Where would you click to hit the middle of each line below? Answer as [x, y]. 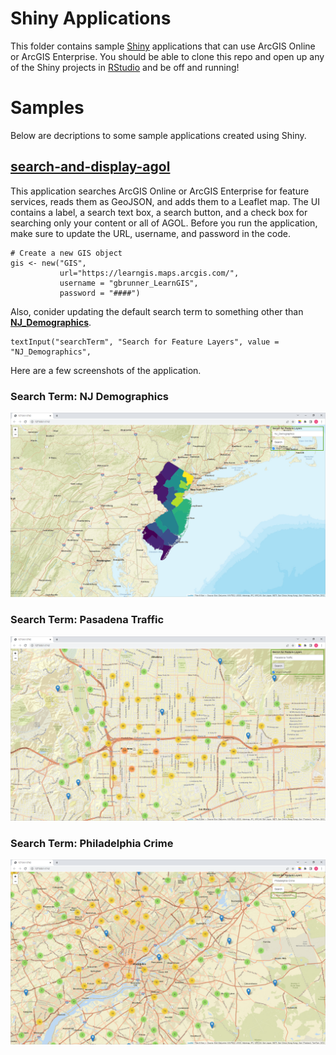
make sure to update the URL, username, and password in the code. [150, 233]
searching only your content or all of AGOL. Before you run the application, [164, 223]
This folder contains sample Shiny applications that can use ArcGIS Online [163, 46]
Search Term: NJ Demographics [89, 396]
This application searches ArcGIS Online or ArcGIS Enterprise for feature [160, 191]
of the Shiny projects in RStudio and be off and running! [125, 67]
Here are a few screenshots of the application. [106, 370]
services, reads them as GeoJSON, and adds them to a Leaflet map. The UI [165, 201]
